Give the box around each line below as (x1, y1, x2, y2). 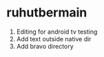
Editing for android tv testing (16, 27, 98, 36)
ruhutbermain (6, 5, 87, 21)
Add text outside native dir (16, 34, 92, 43)
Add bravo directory (16, 42, 74, 50)
